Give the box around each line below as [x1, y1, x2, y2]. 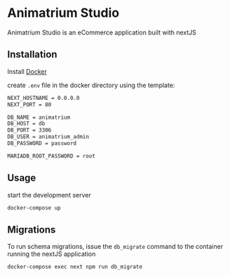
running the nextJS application [7, 250, 96, 258]
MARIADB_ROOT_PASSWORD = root [7, 153, 96, 160]
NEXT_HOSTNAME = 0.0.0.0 [7, 94, 80, 101]
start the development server [7, 191, 91, 199]
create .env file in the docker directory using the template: [7, 81, 175, 89]
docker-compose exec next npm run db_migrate [7, 264, 142, 271]
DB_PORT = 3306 [7, 127, 52, 134]
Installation [7, 49, 57, 60]
